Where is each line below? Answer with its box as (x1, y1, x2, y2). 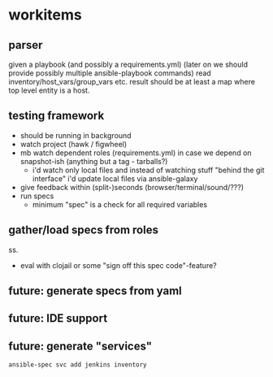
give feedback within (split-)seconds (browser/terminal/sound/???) (19, 182, 245, 192)
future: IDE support (8, 311, 108, 326)
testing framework (8, 109, 105, 123)
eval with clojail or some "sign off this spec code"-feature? (19, 260, 217, 270)
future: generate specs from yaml (8, 284, 183, 298)
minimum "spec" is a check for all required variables (32, 199, 208, 209)
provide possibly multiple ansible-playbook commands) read (8, 68, 211, 78)
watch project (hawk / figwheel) (19, 139, 128, 149)
